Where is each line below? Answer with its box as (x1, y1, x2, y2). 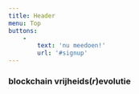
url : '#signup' (37, 49, 88, 57)
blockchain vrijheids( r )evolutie (8, 76, 131, 87)
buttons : (8, 27, 38, 35)
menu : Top (8, 19, 42, 27)
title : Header (8, 11, 56, 20)
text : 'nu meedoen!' (37, 42, 106, 50)
